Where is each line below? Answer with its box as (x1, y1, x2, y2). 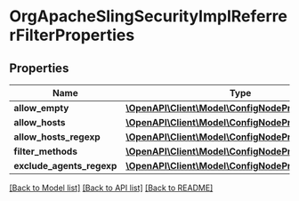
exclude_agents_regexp (13, 160, 117, 172)
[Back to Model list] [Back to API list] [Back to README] (9, 182, 214, 193)
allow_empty (13, 102, 69, 114)
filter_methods (13, 145, 78, 157)
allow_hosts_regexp (13, 131, 101, 143)
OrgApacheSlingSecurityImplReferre (9, 6, 287, 27)
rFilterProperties (9, 25, 135, 45)
